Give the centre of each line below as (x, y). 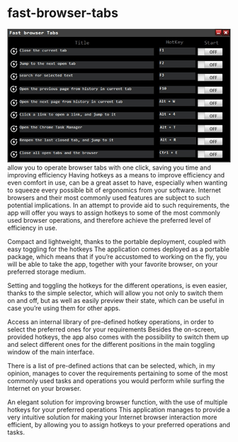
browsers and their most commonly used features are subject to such (109, 198)
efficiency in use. (33, 228)
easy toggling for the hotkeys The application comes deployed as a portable (119, 249)
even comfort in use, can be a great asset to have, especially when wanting (118, 183)
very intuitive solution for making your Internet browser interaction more (112, 417)
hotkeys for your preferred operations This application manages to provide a (119, 410)
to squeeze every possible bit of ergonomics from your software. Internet (114, 190)
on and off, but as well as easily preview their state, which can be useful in (116, 301)
